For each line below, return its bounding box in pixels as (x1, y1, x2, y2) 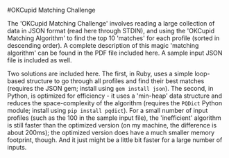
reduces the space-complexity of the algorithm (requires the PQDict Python (7, 99, 223, 107)
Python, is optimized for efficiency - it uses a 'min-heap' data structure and (7, 91, 222, 100)
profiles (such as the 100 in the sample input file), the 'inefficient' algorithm (7, 114, 221, 122)
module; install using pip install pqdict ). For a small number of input (7, 107, 208, 114)
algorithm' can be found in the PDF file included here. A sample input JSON (7, 49, 223, 57)
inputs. (7, 143, 27, 151)
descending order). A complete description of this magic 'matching (7, 42, 199, 49)
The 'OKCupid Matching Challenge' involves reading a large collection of (7, 19, 215, 27)
